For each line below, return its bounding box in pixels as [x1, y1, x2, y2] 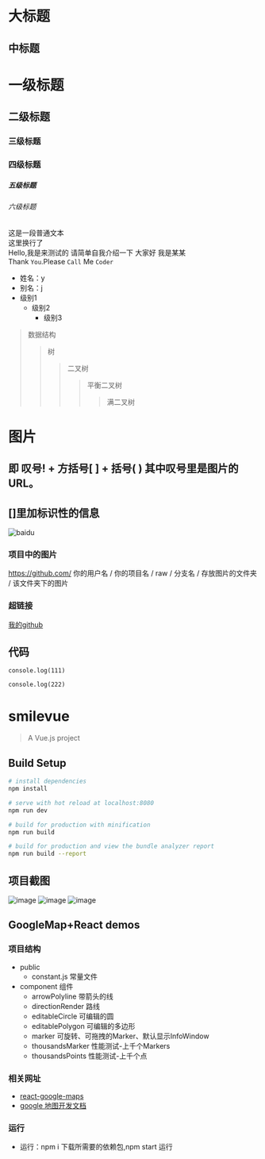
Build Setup [8, 756, 67, 770]
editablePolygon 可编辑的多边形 [31, 1021, 136, 1030]
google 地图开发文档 [19, 1100, 87, 1110]
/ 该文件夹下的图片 [8, 579, 69, 588]
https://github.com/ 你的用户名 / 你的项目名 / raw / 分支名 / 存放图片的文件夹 [8, 568, 258, 578]
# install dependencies [8, 777, 87, 786]
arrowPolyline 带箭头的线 [31, 992, 113, 1001]
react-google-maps [19, 1091, 84, 1100]
